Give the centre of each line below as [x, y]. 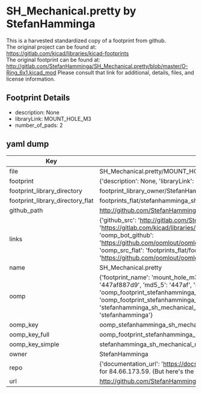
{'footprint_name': [124, 277]
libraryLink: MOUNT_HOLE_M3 [53, 119]
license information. [31, 79]
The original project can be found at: [51, 47]
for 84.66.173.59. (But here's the [146, 371]
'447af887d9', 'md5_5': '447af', [145, 285]
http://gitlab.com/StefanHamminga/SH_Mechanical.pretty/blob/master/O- [97, 66]
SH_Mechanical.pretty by [71, 11]
